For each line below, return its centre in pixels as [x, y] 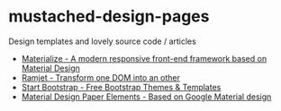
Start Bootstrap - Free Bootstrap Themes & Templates [121, 87]
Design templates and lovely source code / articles [103, 41]
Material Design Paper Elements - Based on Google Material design [146, 97]
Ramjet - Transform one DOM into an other [101, 77]
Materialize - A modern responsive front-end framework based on [144, 58]
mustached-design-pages [109, 17]
